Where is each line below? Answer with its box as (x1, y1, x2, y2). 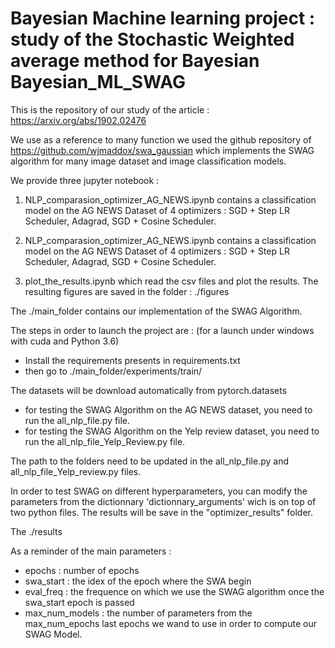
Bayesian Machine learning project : (10, 7, 316, 30)
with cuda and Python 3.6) (10, 335, 120, 347)
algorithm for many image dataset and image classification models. (10, 155, 287, 167)
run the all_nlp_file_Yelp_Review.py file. (24, 435, 186, 447)
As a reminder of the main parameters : (10, 545, 172, 557)
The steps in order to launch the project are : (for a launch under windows (10, 324, 315, 336)
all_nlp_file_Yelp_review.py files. (10, 465, 142, 477)
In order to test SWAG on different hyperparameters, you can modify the (10, 485, 308, 497)
